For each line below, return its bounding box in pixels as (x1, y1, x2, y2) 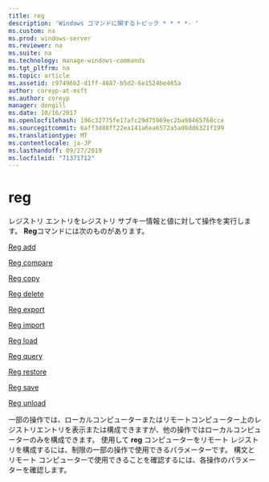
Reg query (8, 352, 43, 361)
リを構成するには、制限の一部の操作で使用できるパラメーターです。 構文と (8, 445, 255, 455)
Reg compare (8, 258, 53, 268)
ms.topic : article (8, 72, 70, 80)
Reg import (8, 320, 46, 330)
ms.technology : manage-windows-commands (8, 57, 146, 65)
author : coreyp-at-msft (8, 86, 88, 95)
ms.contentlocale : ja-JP (8, 138, 92, 147)
